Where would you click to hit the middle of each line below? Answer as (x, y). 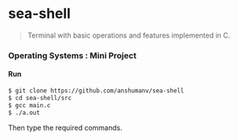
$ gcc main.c (29, 105)
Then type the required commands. (66, 127)
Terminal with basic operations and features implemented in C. (129, 35)
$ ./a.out (24, 113)
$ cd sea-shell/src (40, 98)
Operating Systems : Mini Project (72, 56)
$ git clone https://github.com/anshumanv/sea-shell (96, 91)
